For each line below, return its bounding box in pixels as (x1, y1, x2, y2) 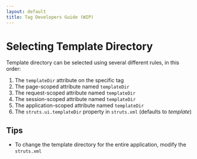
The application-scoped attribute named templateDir (14, 102, 144, 109)
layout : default (6, 8, 46, 15)
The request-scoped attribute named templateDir (14, 89, 136, 96)
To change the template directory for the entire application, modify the (14, 141, 186, 148)
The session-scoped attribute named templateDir (14, 96, 136, 103)
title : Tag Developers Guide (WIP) (6, 14, 94, 20)
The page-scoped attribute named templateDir (14, 83, 130, 90)
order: (6, 66, 21, 73)
